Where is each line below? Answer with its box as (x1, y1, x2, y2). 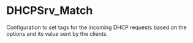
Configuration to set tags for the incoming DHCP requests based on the (6, 24, 187, 31)
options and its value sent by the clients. (6, 30, 108, 37)
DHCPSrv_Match (6, 4, 93, 18)
